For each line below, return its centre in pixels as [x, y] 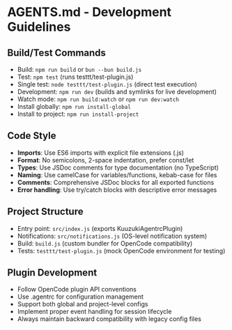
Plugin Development [52, 273]
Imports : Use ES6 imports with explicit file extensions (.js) [101, 152]
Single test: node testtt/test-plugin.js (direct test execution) [107, 84]
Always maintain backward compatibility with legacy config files [109, 319]
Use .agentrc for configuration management [80, 297]
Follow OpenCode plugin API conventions [77, 290]
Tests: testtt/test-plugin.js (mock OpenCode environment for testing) [121, 250]
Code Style [32, 136]
